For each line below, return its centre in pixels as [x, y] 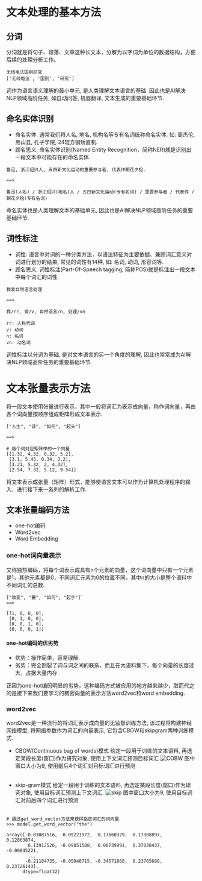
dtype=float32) [41, 872]
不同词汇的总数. [26, 585]
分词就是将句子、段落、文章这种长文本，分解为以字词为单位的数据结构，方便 [101, 52]
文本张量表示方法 [49, 388]
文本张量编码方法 [38, 510]
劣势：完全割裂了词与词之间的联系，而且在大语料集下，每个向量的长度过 [104, 665]
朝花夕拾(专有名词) [27, 198]
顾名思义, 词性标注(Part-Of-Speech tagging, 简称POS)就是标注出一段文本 [105, 269]
